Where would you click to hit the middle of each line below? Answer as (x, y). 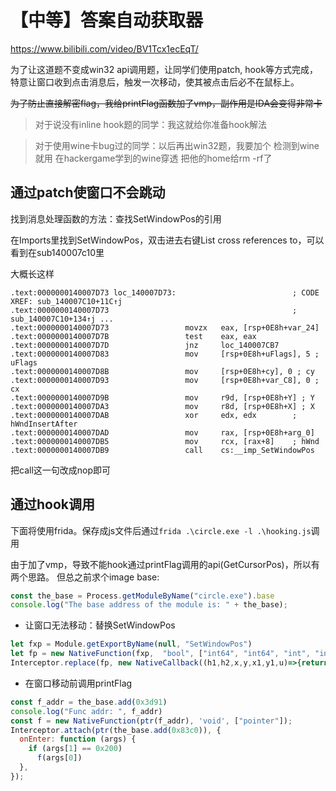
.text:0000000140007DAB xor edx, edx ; (154, 415)
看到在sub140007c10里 (57, 252)
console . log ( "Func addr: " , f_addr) (86, 711)
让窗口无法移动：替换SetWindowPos (100, 625)
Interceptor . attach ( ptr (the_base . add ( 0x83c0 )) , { (116, 730)
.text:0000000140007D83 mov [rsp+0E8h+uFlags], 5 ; (165, 354)
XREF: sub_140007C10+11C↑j (66, 301)
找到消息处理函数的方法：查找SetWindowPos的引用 (116, 218)
